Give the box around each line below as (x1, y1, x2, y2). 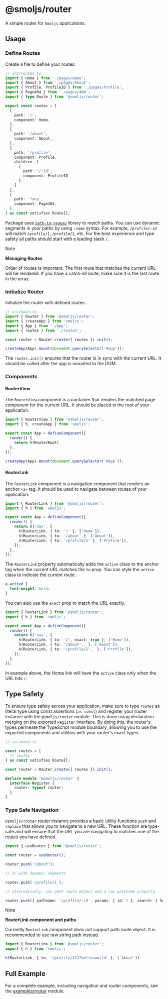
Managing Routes (5, 255, 43, 261)
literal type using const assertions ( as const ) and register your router (5, 708, 147, 714)
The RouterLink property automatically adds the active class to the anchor (5, 561, 159, 567)
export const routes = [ (5, 103, 57, 108)
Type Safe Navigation (5, 806, 59, 813)
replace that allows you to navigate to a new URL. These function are (5, 823, 147, 829)
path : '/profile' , (14, 150, 52, 155)
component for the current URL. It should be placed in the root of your (5, 402, 150, 408)
